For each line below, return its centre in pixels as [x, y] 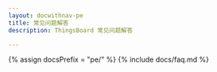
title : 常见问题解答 [39, 23]
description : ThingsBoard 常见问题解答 [71, 30]
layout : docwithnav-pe [46, 15]
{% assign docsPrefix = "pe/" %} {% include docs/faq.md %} [108, 59]
